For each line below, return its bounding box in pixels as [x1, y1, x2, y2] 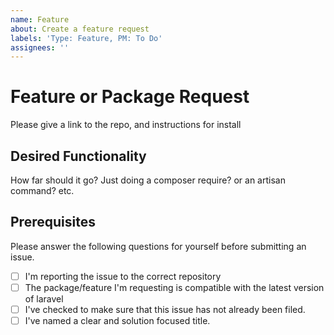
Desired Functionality [10, 147, 147, 165]
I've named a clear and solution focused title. [24, 315, 211, 326]
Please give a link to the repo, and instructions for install [10, 119, 242, 131]
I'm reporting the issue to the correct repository [24, 270, 222, 282]
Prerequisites [10, 214, 96, 231]
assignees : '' [10, 42, 70, 53]
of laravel [24, 292, 64, 305]
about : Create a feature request [10, 24, 150, 34]
